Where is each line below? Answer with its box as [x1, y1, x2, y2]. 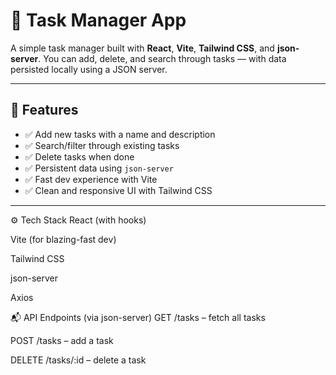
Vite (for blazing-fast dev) [10, 233, 117, 245]
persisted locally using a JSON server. [10, 63, 168, 75]
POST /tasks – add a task [10, 334, 114, 346]
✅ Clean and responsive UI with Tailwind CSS [24, 184, 213, 196]
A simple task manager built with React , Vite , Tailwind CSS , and [10, 42, 275, 54]
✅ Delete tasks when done [24, 150, 135, 163]
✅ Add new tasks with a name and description [24, 128, 216, 140]
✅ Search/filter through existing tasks [24, 139, 180, 151]
